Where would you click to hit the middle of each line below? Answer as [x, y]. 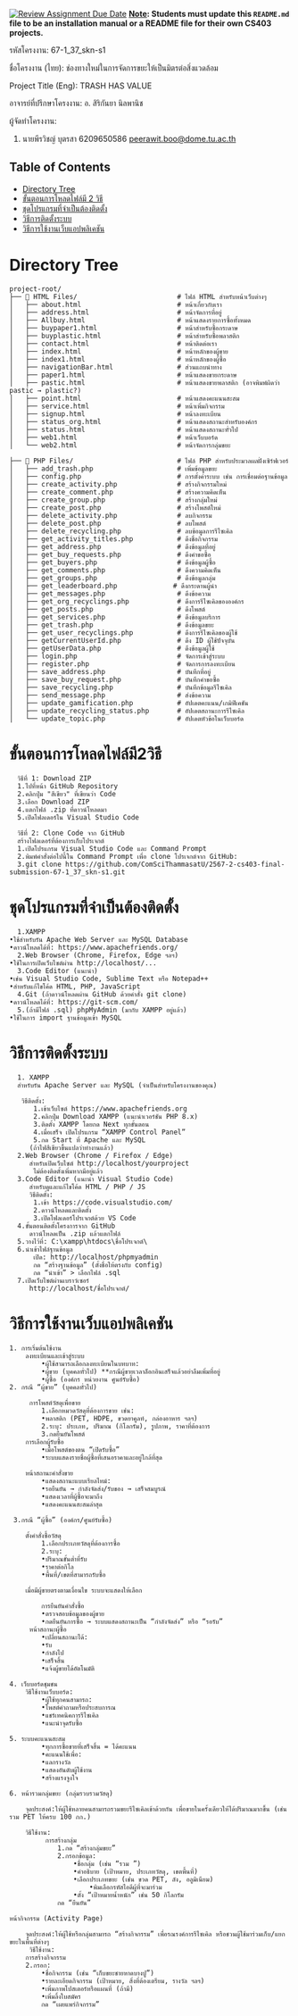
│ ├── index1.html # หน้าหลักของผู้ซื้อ [118, 359]
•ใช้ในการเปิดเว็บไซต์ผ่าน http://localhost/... [83, 963]
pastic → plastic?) [46, 390]
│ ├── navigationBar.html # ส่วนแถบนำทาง [116, 367]
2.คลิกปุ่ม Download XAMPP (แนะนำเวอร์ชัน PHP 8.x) [116, 1116]
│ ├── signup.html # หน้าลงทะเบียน [115, 414]
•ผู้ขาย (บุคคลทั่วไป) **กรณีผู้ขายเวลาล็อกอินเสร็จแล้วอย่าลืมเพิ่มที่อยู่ [131, 1371]
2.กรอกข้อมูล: [76, 1856]
